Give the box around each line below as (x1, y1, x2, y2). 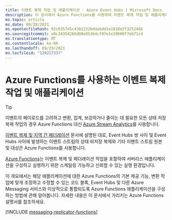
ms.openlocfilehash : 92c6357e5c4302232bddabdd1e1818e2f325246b (5, 27, 143, 32)
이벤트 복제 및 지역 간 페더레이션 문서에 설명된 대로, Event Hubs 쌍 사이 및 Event (5, 132, 166, 138)
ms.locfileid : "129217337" (5, 50, 63, 55)
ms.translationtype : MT (5, 36, 56, 42)
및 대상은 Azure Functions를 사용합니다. (5, 145, 86, 151)
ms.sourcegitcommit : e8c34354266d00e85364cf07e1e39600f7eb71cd (5, 31, 143, 36)
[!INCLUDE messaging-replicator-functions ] (5, 209, 98, 215)
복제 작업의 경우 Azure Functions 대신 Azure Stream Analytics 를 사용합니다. (5, 121, 160, 127)
